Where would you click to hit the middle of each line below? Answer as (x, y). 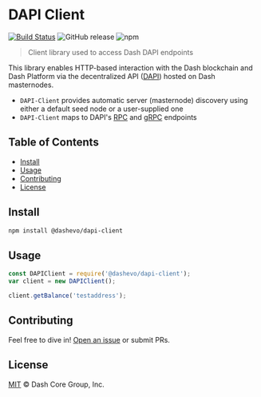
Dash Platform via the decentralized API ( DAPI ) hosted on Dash (112, 76)
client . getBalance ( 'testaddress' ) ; (67, 296)
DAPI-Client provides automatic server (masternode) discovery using (134, 100)
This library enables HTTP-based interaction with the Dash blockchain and (130, 67)
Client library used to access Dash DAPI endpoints (111, 52)
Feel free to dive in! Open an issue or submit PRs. (89, 339)
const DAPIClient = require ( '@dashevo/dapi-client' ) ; (100, 274)
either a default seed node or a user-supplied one (101, 109)
